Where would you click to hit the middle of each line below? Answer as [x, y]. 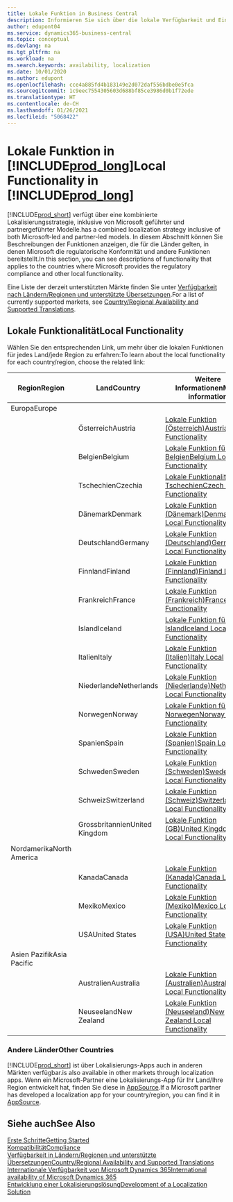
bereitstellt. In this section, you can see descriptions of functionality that [110, 259]
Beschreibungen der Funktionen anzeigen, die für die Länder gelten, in [108, 244]
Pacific [22, 963]
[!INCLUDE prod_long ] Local [87, 165]
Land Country [118, 388]
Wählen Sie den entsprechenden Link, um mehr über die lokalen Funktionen [115, 347]
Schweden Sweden [109, 772]
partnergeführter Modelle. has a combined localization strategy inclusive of [114, 229]
